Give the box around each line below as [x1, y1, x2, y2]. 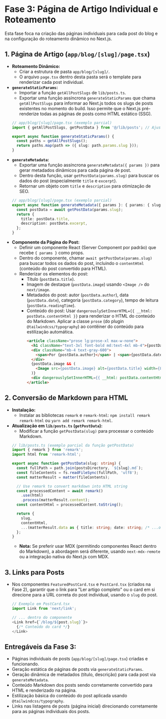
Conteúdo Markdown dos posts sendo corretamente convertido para [11, 682, 153, 688]
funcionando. [11, 661, 39, 667]
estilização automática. [26, 329, 74, 334]
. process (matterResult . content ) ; [21, 498, 90, 503]
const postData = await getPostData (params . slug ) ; [16, 207, 123, 212]
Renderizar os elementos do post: [19, 271, 89, 276]
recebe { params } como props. [19, 250, 85, 256]
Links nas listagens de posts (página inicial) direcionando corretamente [11, 703, 158, 709]
